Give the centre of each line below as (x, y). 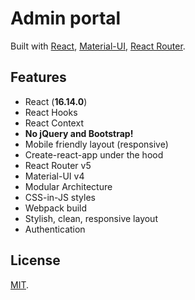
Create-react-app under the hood (94, 154)
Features (38, 77)
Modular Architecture (68, 186)
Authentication (55, 229)
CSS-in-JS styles (60, 197)
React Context (54, 123)
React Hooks (51, 112)
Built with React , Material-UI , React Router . (98, 46)
